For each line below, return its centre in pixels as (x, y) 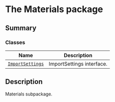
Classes (15, 42)
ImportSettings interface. (78, 64)
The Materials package (54, 9)
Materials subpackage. (29, 94)
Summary (21, 28)
